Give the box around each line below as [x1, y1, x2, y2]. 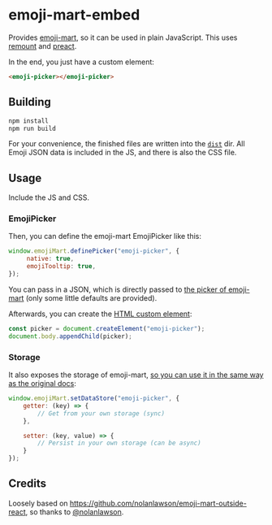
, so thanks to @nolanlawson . [25, 506, 124, 517]
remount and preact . [8, 41, 77, 50]
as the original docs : [8, 379, 77, 388]
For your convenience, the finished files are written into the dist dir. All [8, 139, 245, 149]
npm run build [8, 124, 57, 132]
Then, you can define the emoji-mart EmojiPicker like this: [8, 232, 201, 241]
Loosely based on [8, 498, 68, 508]
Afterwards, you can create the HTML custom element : [8, 309, 192, 319]
